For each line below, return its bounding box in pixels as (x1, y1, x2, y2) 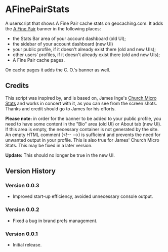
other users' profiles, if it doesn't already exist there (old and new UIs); (12, 52, 160, 58)
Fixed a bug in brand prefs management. (12, 218, 98, 224)
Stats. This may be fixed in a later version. (5, 142, 93, 148)
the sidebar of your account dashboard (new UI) (12, 40, 113, 47)
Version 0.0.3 (5, 182, 39, 189)
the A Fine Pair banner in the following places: (5, 25, 101, 31)
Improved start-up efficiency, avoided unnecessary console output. (12, 193, 153, 199)
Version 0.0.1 (5, 230, 38, 237)
